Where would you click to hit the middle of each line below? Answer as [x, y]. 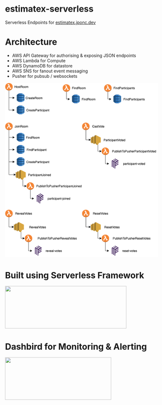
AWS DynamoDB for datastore [42, 66]
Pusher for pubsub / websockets [45, 76]
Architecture [31, 42]
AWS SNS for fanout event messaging [50, 71]
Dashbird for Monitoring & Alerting [76, 346]
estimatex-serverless [49, 9]
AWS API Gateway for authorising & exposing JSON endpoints [74, 55]
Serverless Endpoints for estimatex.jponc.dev [50, 22]
